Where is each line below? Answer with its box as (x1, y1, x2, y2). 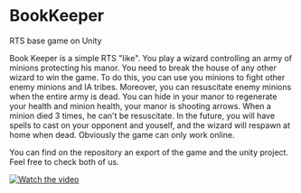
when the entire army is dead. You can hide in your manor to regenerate (9, 91, 277, 102)
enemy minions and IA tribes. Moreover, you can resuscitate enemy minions (9, 81, 292, 92)
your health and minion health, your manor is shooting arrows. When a (9, 100, 271, 111)
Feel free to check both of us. (9, 156, 119, 167)
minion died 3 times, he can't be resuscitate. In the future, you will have (9, 110, 276, 121)
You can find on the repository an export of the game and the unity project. (9, 146, 289, 158)
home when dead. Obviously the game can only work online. (9, 129, 235, 140)
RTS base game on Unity (9, 35, 102, 46)
